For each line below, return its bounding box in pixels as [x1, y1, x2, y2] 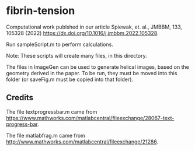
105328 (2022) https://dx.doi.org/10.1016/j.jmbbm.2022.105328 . [6, 29, 159, 36]
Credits [6, 93, 34, 103]
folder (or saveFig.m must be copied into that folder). [6, 76, 133, 83]
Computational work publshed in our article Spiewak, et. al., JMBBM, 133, [6, 23, 183, 30]
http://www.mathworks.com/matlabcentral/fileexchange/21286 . [6, 138, 159, 145]
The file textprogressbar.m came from [6, 108, 97, 115]
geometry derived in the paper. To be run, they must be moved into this [6, 69, 177, 76]
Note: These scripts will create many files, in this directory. [6, 52, 147, 59]
